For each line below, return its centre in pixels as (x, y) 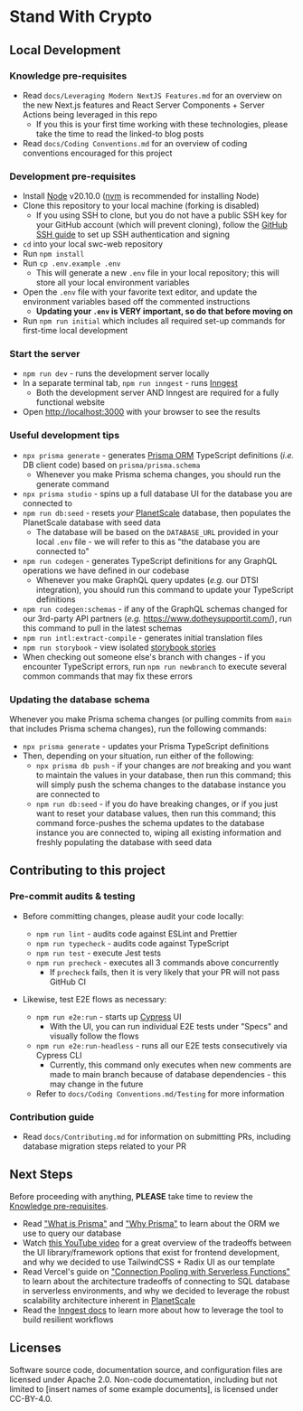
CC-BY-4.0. (31, 1398)
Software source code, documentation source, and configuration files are (146, 1369)
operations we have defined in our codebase (106, 570)
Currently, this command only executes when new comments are (170, 1065)
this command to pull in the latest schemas (102, 628)
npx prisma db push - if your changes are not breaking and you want (164, 766)
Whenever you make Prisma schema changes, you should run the (158, 474)
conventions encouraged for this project (97, 153)
